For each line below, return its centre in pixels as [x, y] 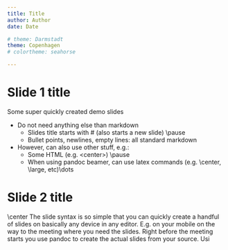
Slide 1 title [39, 93]
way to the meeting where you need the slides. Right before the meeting [110, 231]
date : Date [23, 26]
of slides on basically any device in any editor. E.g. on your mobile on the [111, 224]
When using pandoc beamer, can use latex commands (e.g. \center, [124, 162]
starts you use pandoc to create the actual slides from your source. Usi [108, 239]
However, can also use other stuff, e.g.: [73, 147]
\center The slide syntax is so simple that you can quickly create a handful [113, 217]
